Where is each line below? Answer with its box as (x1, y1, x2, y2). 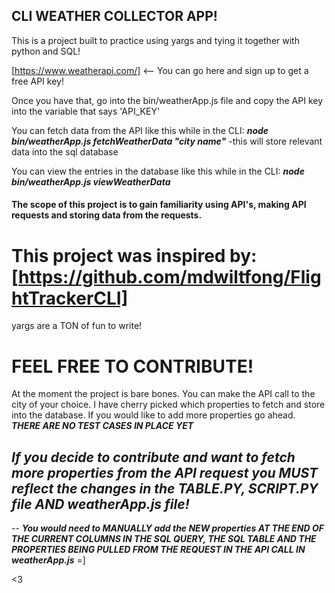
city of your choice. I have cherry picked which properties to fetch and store (11, 399, 326, 411)
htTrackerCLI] (11, 287, 129, 309)
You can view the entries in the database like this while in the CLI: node (11, 165, 305, 177)
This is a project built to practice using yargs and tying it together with (11, 34, 300, 46)
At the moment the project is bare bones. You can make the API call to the (11, 388, 316, 400)
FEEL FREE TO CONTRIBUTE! (11, 355, 254, 378)
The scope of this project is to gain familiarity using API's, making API (11, 199, 307, 211)
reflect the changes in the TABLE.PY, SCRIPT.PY (11, 480, 319, 497)
